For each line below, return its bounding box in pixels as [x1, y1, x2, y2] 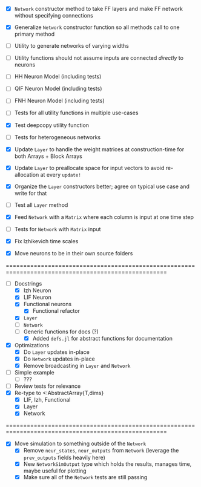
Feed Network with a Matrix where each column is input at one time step [14, 213, 194, 220]
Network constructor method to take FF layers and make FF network [14, 5, 183, 12]
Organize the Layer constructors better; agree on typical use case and [14, 183, 190, 190]
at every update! [40, 171, 81, 178]
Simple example [14, 368, 55, 376]
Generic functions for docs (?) [23, 328, 99, 335]
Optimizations [14, 341, 50, 348]
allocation [14, 171, 39, 178]
